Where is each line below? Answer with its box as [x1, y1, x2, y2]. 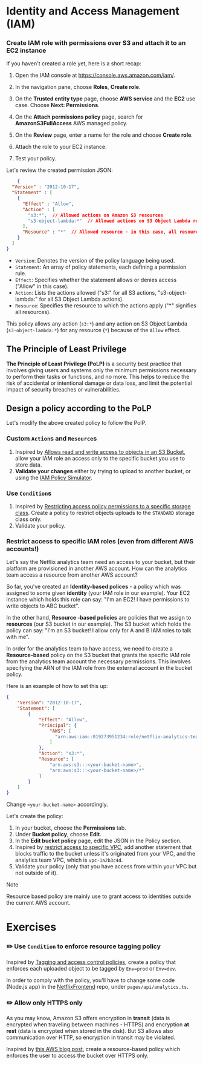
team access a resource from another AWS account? [6, 571, 138, 578]
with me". [6, 634, 30, 641]
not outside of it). [14, 870, 59, 877]
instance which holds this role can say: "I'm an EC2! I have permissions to [6, 596, 190, 603]
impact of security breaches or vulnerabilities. [6, 385, 121, 393]
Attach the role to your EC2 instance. [14, 143, 107, 151]
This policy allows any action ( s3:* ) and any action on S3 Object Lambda [6, 319, 188, 327]
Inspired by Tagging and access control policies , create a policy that [6, 958, 176, 966]
